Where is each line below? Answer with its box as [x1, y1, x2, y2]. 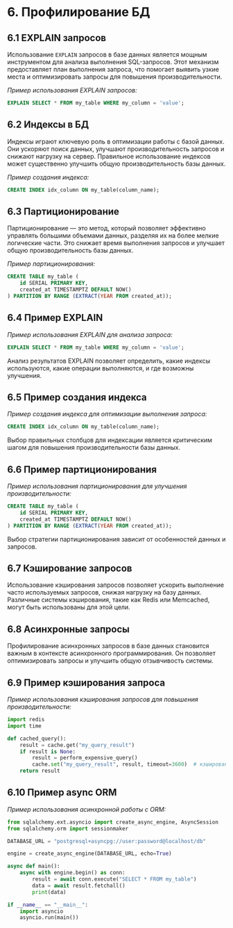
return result [19, 767, 60, 775]
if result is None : [19, 748, 76, 755]
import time [7, 722, 42, 730]
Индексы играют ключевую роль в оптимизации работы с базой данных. [7, 137, 225, 146]
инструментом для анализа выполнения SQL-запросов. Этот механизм [7, 58, 219, 66]
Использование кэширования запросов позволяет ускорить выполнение [7, 581, 224, 589]
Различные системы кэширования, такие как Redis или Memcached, [7, 596, 210, 604]
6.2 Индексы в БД [7, 119, 89, 131]
